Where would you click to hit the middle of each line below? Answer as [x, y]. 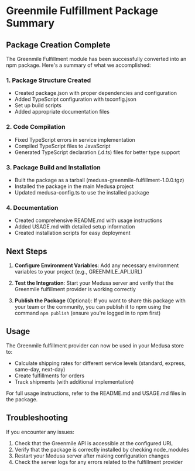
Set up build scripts [38, 105]
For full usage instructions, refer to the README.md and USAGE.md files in [96, 393]
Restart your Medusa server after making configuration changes [92, 456]
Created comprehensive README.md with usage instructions [88, 220]
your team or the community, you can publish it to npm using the [93, 307]
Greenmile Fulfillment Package [82, 11]
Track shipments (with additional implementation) [74, 381]
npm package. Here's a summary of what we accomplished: [78, 65]
